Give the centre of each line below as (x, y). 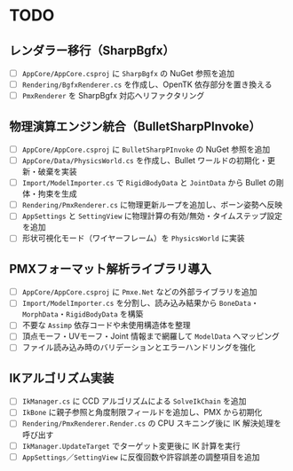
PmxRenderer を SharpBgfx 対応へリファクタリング (113, 96)
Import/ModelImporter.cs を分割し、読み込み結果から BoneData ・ (140, 303)
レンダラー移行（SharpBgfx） (92, 50)
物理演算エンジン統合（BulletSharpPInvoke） (135, 126)
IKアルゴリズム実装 (62, 378)
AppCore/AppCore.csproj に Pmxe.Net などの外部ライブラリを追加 (139, 292)
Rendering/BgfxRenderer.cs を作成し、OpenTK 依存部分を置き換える (147, 84)
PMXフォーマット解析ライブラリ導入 (110, 268)
